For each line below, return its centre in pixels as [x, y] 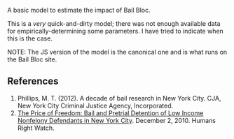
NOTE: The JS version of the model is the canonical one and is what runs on [117, 52]
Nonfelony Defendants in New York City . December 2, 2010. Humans [116, 120]
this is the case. [30, 38]
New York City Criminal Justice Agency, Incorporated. [95, 105]
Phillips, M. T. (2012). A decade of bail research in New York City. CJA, [119, 98]
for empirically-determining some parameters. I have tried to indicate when [116, 31]
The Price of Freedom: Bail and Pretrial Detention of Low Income [110, 113]
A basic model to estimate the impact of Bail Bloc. [79, 10]
